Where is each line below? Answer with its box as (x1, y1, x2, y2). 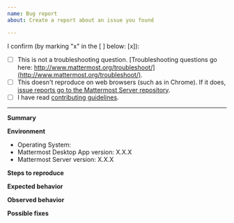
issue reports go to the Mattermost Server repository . (17, 85, 171, 94)
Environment (7, 126, 45, 135)
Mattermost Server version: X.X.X (17, 155, 114, 163)
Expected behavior (7, 182, 63, 190)
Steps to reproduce (7, 168, 64, 177)
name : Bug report (7, 10, 58, 17)
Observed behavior (7, 195, 65, 204)
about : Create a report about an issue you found (7, 17, 155, 24)
